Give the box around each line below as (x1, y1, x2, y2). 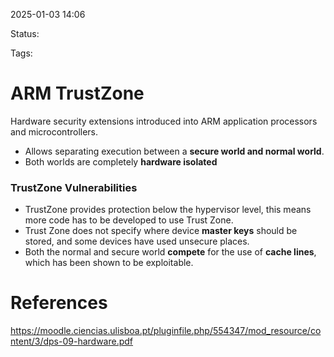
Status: (10, 28, 40, 39)
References (10, 292, 108, 314)
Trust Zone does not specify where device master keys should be (24, 225, 298, 237)
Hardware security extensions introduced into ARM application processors (10, 115, 318, 127)
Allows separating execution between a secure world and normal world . (24, 145, 325, 157)
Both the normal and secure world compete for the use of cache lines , (24, 246, 317, 258)
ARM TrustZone (10, 82, 145, 105)
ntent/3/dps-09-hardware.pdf (10, 335, 134, 348)
